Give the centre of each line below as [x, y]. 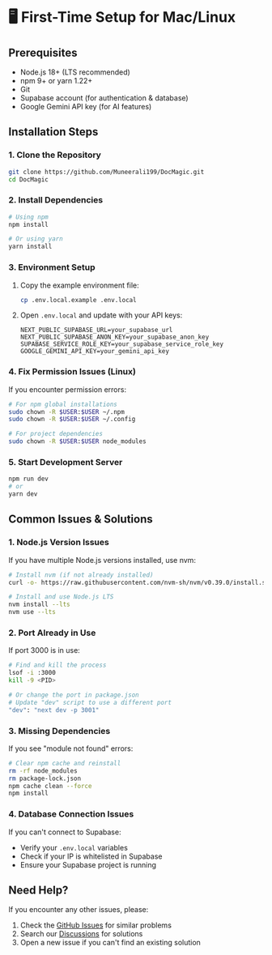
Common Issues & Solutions [81, 520]
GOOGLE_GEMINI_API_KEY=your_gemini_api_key [95, 352]
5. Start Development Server [66, 462]
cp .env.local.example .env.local [78, 300]
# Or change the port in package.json [74, 695]
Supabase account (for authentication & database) [104, 98]
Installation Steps [53, 132]
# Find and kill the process [57, 665]
